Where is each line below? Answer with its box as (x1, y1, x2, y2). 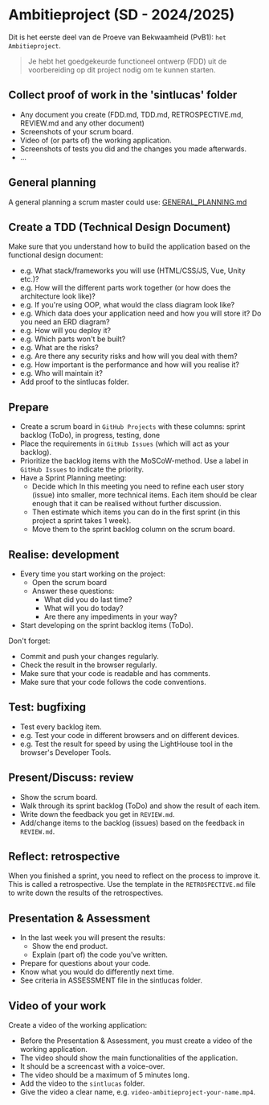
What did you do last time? (43, 595, 132, 604)
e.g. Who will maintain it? (19, 369, 103, 378)
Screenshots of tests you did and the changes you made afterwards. (19, 143, 247, 154)
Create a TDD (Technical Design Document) (8, 220, 231, 234)
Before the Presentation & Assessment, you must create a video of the (19, 1036, 253, 1045)
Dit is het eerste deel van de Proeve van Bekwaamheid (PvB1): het (8, 32, 226, 42)
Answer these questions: (31, 586, 115, 596)
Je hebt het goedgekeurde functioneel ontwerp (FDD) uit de (27, 56, 227, 66)
